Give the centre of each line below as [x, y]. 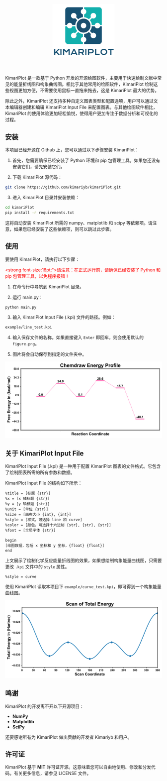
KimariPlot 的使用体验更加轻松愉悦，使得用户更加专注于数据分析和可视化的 [82, 113]
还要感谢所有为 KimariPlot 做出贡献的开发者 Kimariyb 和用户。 [69, 737]
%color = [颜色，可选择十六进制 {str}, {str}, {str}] [58, 525]
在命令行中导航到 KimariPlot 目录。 [48, 286]
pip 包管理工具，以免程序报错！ [37, 276]
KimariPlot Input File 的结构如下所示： [44, 483]
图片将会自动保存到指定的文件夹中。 [49, 354]
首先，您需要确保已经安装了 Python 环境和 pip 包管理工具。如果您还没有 [86, 160]
